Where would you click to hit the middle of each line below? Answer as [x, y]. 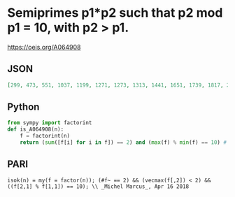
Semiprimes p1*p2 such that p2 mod [115, 13]
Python [23, 107]
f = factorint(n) [45, 136]
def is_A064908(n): [36, 130]
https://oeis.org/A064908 [44, 47]
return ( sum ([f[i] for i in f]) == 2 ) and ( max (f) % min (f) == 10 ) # [123, 143]
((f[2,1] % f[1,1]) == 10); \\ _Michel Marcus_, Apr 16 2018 [98, 187]
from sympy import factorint [50, 123]
